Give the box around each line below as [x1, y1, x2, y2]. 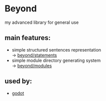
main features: [4, 34, 51, 42]
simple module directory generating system [11, 57, 101, 63]
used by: [4, 77, 33, 86]
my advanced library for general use [4, 19, 79, 25]
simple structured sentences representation [11, 47, 102, 52]
